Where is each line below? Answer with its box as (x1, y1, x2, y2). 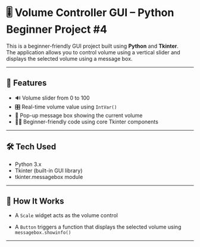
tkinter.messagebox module (14, 173, 83, 180)
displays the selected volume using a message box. (6, 55, 133, 62)
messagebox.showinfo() (14, 230, 71, 236)
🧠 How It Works (6, 196, 64, 206)
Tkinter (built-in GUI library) (14, 166, 83, 174)
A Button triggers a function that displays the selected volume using (14, 223, 182, 231)
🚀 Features (6, 78, 47, 88)
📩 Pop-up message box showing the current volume (14, 112, 143, 119)
